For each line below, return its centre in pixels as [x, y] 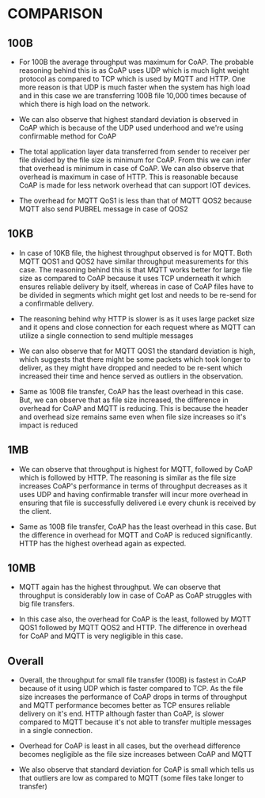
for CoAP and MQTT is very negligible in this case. [101, 636]
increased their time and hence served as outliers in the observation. [131, 376]
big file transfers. [47, 604]
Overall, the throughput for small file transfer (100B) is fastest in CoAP [132, 680]
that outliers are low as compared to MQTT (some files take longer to [131, 778]
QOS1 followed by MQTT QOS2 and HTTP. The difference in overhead [132, 628]
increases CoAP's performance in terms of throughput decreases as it [133, 486]
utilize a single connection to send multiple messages [106, 335]
